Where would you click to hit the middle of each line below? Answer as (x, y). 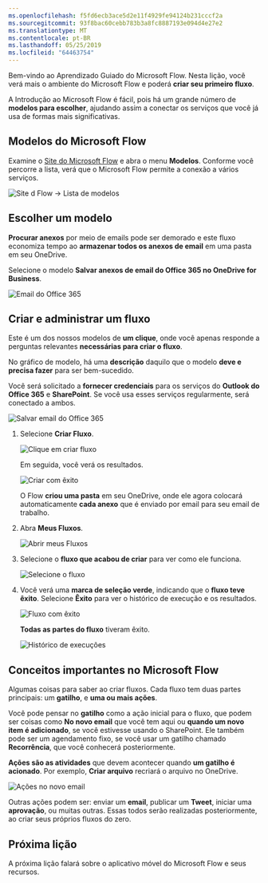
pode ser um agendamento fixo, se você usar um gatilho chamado (117, 738)
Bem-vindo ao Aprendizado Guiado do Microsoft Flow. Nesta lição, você (127, 75)
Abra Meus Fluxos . (51, 529)
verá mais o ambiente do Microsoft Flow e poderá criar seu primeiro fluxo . (131, 84)
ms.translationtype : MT (48, 30)
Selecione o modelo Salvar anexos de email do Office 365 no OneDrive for (132, 270)
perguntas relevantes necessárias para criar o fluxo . (95, 346)
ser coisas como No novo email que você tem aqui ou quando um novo (126, 722)
